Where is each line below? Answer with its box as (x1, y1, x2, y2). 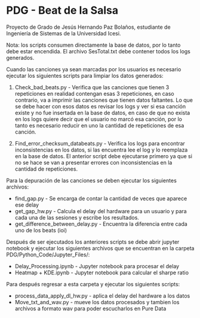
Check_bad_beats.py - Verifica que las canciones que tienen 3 (14, 83, 170, 90)
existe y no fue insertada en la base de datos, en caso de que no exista (14, 109, 190, 116)
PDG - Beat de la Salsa (6, 4, 118, 17)
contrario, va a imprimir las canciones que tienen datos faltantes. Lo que (14, 96, 193, 104)
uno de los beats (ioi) (14, 226, 67, 234)
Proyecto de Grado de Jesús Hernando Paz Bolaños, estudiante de (6, 23, 171, 31)
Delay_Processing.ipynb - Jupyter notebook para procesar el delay (14, 262, 180, 269)
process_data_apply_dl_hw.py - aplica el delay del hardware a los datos (14, 292, 190, 299)
